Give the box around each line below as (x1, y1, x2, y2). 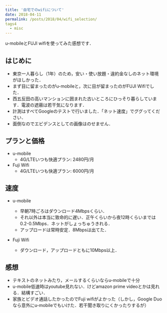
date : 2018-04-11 (5, 12, 41, 17)
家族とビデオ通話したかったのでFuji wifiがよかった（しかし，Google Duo (12, 296, 162, 302)
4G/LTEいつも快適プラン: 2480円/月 (19, 156, 94, 162)
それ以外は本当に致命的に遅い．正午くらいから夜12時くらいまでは (19, 214, 156, 220)
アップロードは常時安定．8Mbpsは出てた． (19, 226, 109, 233)
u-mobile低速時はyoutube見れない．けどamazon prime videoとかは (12, 283, 151, 289)
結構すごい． (21, 290, 48, 296)
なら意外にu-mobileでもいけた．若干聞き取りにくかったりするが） (12, 302, 149, 308)
